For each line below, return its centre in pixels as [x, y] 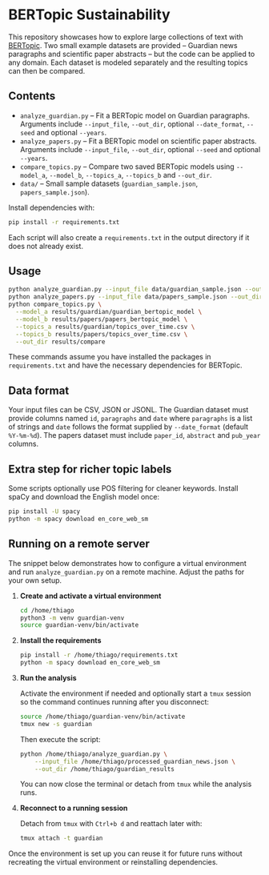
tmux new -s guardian [56, 724]
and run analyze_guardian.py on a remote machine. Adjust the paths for [126, 572]
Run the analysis [48, 678]
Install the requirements [60, 640]
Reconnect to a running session [74, 808]
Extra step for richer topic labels [90, 469]
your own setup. [35, 580]
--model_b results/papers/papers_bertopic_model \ [102, 319]
